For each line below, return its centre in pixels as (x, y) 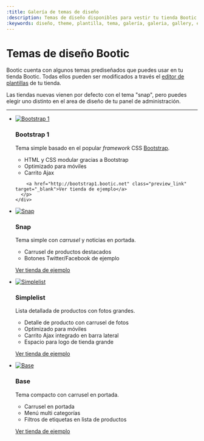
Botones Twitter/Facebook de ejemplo (72, 258)
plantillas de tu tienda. (34, 83)
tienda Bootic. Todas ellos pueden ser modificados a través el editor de (95, 77)
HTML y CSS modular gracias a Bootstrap (76, 159)
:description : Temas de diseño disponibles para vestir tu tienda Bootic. (103, 18)
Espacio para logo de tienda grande (69, 342)
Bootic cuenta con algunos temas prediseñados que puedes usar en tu (95, 70)
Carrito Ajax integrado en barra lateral (72, 336)
